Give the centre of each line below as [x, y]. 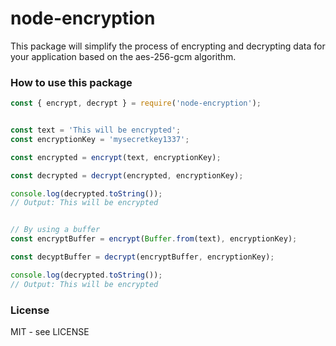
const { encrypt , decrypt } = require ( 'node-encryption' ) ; [136, 103]
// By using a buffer [55, 230]
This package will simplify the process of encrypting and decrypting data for [168, 46]
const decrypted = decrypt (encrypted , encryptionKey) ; [127, 175]
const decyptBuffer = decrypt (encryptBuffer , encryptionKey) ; [142, 257]
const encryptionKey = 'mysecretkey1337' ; [100, 139]
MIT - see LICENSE [50, 332]
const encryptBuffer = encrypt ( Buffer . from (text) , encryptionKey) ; [154, 239]
